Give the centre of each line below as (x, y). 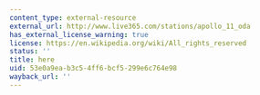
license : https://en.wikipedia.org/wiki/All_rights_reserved (128, 43)
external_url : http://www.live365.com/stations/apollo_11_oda (130, 26)
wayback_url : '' (40, 77)
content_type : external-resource (73, 18)
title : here (32, 60)
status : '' (30, 52)
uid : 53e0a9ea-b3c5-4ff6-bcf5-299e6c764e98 (94, 69)
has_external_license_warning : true (79, 34)
